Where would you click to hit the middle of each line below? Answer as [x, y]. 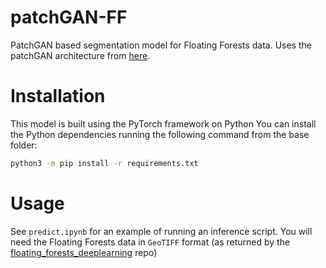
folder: [24, 145]
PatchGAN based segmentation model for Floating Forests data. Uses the [161, 45]
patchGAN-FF [69, 17]
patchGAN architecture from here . [80, 55]
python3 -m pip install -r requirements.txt [104, 163]
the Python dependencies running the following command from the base [160, 134]
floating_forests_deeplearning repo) [84, 252]
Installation [58, 96]
